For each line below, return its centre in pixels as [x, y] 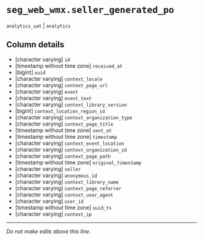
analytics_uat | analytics [39, 25]
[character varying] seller [48, 168]
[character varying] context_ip [53, 214]
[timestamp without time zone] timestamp [66, 136]
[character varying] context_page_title [64, 124]
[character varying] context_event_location [69, 143]
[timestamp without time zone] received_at [69, 65]
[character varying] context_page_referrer [68, 188]
